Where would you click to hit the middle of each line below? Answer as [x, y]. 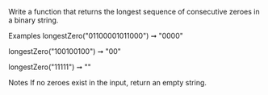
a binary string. [33, 20]
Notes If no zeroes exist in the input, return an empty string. [108, 83]
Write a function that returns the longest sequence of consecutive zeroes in [134, 12]
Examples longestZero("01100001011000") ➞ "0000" [96, 36]
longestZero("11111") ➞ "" [50, 67]
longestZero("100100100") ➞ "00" [65, 51]
